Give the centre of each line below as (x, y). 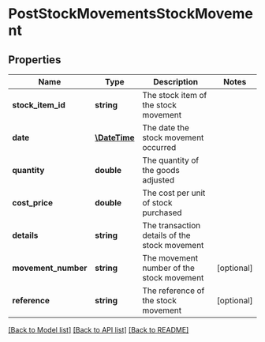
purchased (162, 212)
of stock (157, 203)
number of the (168, 268)
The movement (170, 258)
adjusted (158, 180)
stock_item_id (39, 105)
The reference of (173, 291)
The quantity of (170, 160)
